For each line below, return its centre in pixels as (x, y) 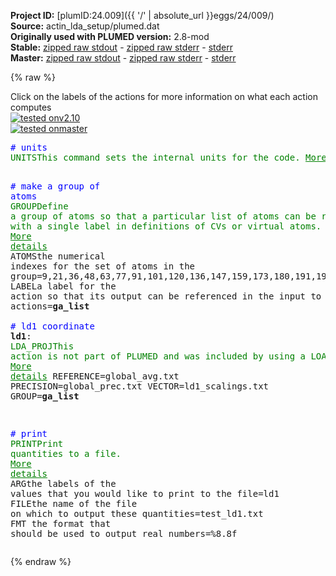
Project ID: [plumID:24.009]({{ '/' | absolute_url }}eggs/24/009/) (142, 15)
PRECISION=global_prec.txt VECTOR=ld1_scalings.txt (140, 386)
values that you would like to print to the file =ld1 (145, 493)
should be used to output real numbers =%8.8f (124, 533)
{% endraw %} (41, 561)
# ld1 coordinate (52, 326)
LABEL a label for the (63, 286)
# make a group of (55, 186)
